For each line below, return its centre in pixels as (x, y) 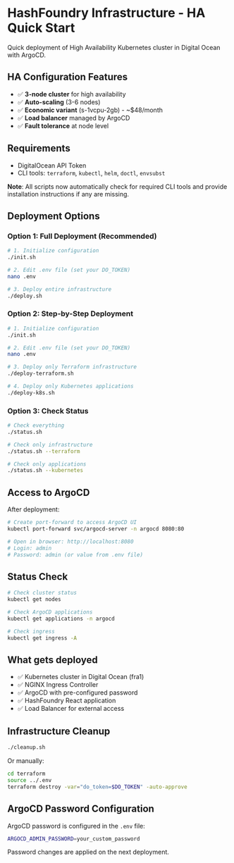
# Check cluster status (42, 593)
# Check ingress (31, 631)
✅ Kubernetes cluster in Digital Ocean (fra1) (81, 677)
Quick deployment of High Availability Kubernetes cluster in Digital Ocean (114, 47)
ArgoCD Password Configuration (81, 809)
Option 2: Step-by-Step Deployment (70, 313)
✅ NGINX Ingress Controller (58, 685)
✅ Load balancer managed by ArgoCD (74, 118)
